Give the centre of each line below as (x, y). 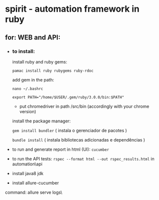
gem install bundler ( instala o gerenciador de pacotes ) (69, 130)
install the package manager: (41, 121)
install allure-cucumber (35, 183)
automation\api (27, 164)
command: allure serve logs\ (34, 192)
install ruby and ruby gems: (40, 61)
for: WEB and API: (33, 37)
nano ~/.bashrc (28, 89)
